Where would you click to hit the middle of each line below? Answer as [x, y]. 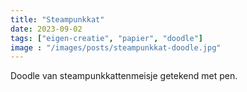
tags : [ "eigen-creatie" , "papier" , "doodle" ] [106, 38]
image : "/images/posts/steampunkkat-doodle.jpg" [116, 47]
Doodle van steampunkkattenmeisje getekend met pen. [124, 76]
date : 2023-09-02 [46, 29]
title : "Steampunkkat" [57, 19]
